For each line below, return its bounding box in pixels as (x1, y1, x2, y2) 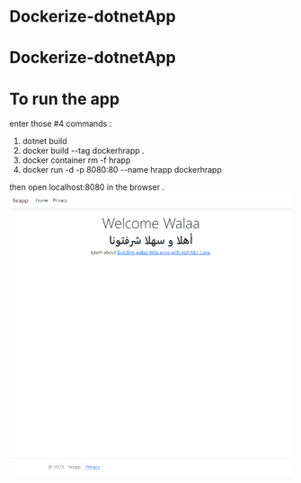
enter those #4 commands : (9, 119, 112, 130)
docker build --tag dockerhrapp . (22, 146, 146, 157)
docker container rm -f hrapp (22, 155, 131, 165)
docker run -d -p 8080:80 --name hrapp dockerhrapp (22, 165, 223, 175)
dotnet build (22, 136, 67, 147)
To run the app (9, 88, 120, 109)
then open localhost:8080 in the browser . (9, 182, 164, 192)
